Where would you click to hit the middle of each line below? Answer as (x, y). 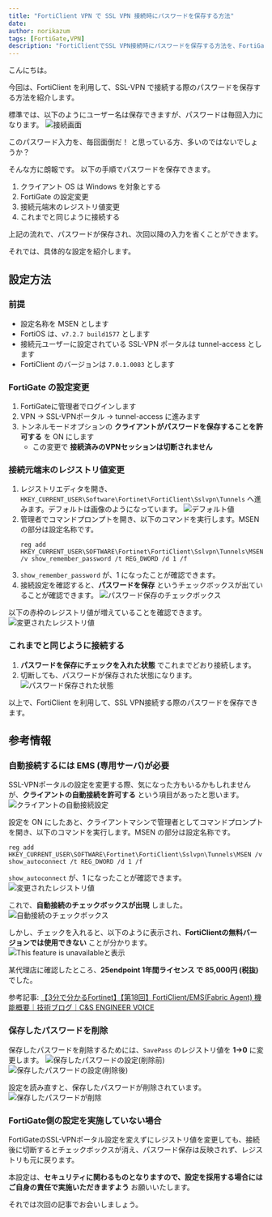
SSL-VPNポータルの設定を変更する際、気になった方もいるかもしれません (130, 785)
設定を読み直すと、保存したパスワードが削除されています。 (107, 1087)
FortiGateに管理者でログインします (78, 407)
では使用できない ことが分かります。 (91, 943)
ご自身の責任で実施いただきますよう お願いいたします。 (101, 1187)
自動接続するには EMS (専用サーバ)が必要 (89, 766)
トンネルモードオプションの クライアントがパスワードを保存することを (138, 427)
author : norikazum (39, 31)
